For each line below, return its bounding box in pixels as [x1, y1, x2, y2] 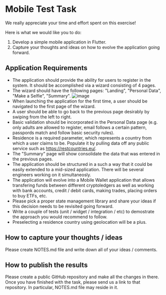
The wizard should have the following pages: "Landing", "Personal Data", [12, 88, 162, 94]
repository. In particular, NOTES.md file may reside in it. [5, 285, 118, 291]
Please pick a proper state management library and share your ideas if [12, 198, 156, 204]
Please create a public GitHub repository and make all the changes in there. [5, 274, 160, 280]
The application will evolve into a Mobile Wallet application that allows [12, 177, 155, 183]
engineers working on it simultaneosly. [12, 172, 92, 178]
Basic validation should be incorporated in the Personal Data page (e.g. [12, 119, 158, 125]
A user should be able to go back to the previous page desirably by [12, 108, 150, 114]
